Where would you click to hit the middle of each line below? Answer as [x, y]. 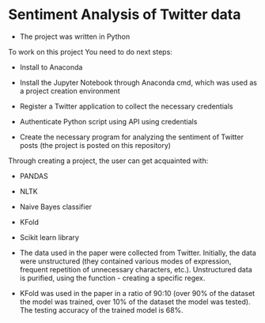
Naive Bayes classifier [56, 207]
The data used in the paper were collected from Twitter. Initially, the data [138, 253]
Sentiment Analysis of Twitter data [125, 15]
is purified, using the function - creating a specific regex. [112, 278]
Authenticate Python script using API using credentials [108, 121]
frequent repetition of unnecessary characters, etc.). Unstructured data [136, 269]
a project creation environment [70, 91]
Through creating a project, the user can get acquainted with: [108, 161]
